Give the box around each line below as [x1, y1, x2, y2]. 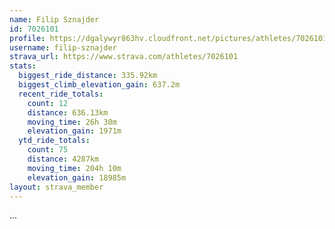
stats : [9, 61, 37, 71]
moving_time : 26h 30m [27, 117, 117, 127]
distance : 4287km [27, 154, 100, 164]
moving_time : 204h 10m [27, 163, 122, 173]
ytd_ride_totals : [18, 136, 91, 146]
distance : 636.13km [27, 107, 109, 118]
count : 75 [27, 145, 69, 155]
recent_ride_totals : [18, 89, 104, 99]
